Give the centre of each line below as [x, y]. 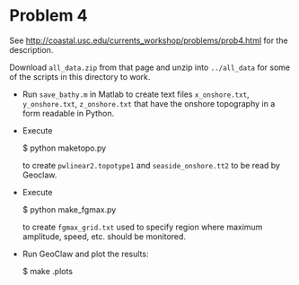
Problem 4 [48, 16]
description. [31, 49]
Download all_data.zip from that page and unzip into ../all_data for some [149, 67]
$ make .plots [48, 271]
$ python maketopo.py [64, 148]
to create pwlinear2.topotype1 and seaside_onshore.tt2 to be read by [151, 165]
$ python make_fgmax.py [69, 209]
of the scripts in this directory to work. [80, 76]
